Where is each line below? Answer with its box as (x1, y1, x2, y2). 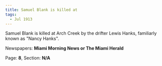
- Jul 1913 (10, 16, 33, 21)
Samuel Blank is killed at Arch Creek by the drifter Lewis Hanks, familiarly (5, 30, 157, 36)
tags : (5, 12, 17, 17)
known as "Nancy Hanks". (5, 35, 59, 41)
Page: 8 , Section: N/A (5, 55, 50, 61)
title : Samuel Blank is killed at (5, 7, 78, 12)
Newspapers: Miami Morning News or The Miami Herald (5, 45, 124, 51)
